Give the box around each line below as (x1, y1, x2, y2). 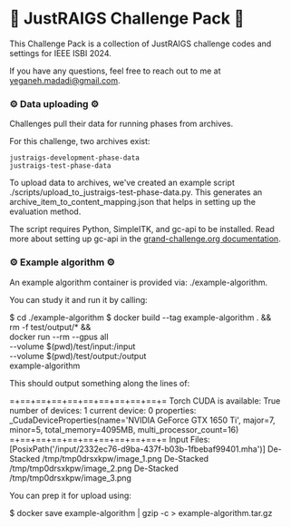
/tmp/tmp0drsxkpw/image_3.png (9, 472, 131, 483)
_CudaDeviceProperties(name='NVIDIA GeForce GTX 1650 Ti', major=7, (9, 415, 276, 425)
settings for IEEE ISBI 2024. (9, 47, 112, 58)
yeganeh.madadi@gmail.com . (9, 74, 121, 85)
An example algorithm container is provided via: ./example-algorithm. (9, 277, 268, 288)
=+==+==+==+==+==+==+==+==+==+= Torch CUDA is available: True (9, 395, 281, 406)
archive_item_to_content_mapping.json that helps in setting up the (9, 197, 257, 208)
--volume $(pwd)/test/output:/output (9, 350, 147, 361)
